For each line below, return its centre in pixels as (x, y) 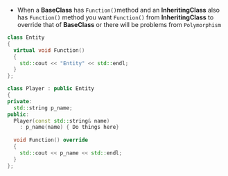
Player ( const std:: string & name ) (62, 121)
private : (20, 101)
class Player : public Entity (51, 89)
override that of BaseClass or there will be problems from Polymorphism (119, 25)
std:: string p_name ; (43, 108)
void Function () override (51, 140)
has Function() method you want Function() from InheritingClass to (115, 17)
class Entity (26, 37)
